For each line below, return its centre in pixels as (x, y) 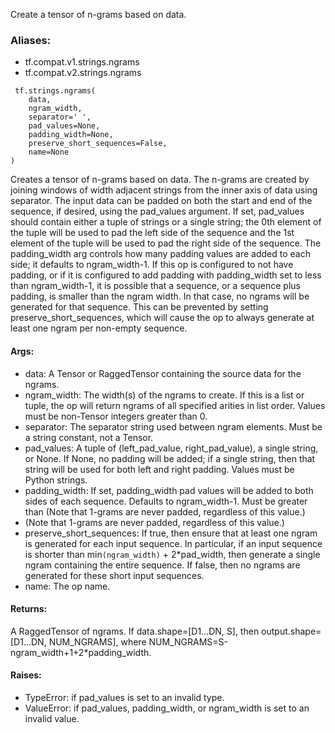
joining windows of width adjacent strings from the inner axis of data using (164, 190)
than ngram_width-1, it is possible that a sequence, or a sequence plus (155, 286)
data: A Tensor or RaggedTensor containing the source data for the (163, 373)
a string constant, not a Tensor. (89, 437)
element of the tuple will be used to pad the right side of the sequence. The (166, 243)
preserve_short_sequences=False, (98, 144)
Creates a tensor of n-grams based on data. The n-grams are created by (160, 180)
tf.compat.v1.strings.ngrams (82, 62)
